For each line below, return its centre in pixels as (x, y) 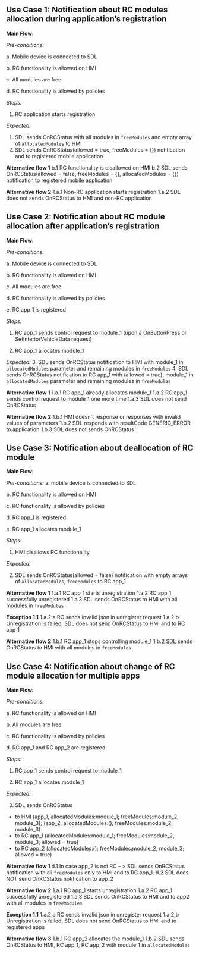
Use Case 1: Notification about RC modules (87, 10)
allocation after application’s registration (83, 226)
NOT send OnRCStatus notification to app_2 (60, 879)
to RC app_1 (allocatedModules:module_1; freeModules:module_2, (94, 836)
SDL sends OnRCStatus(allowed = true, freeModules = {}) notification (100, 150)
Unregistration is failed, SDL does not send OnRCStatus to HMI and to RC (96, 623)
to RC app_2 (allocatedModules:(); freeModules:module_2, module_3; (99, 848)
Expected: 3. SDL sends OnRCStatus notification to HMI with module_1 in (95, 362)
